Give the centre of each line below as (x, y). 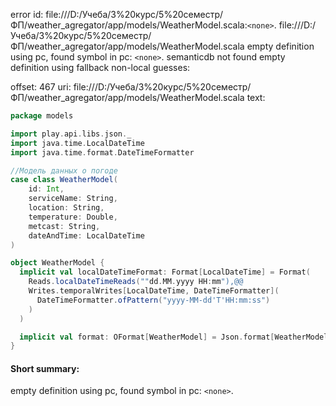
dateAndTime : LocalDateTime (86, 235)
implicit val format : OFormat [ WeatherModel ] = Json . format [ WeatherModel (174, 337)
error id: (27, 14)
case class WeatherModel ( (64, 180)
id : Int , (46, 189)
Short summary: (45, 368)
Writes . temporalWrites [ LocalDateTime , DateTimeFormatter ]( (154, 291)
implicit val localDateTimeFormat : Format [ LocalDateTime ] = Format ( (165, 272)
